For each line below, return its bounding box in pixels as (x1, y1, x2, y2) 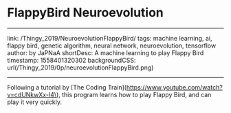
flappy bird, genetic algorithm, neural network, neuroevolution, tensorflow (7, 41, 217, 50)
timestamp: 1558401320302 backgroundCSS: (7, 56, 136, 64)
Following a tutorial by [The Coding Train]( (7, 83, 127, 91)
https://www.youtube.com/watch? (126, 83, 223, 91)
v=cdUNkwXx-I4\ (7, 90, 57, 99)
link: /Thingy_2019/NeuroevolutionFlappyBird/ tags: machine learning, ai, (7, 34, 212, 42)
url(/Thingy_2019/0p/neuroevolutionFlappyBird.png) (7, 63, 154, 72)
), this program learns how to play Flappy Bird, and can (56, 90, 212, 99)
